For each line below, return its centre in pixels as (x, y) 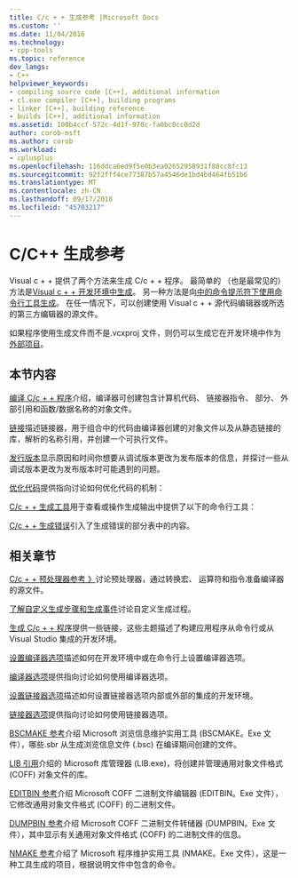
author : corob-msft (45, 133)
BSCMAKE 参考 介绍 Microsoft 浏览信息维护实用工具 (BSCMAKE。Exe (135, 733)
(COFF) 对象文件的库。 (51, 775)
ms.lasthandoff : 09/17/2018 (61, 200)
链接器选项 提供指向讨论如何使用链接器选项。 (91, 714)
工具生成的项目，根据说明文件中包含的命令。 (98, 865)
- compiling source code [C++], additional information (114, 92)
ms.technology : (37, 42)
